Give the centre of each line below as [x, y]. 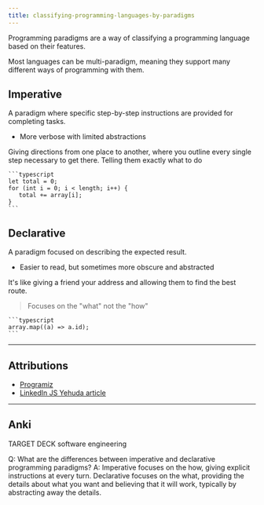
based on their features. [47, 46]
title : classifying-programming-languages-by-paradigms [101, 15]
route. [18, 291]
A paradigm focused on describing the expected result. [97, 252]
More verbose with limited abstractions [83, 137]
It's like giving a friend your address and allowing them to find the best [122, 283]
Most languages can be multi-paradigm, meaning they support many [119, 61]
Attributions [38, 366]
